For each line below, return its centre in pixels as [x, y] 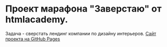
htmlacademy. [37, 19]
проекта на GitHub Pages [33, 39]
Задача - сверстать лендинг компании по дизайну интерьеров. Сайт [81, 33]
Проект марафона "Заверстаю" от [83, 9]
